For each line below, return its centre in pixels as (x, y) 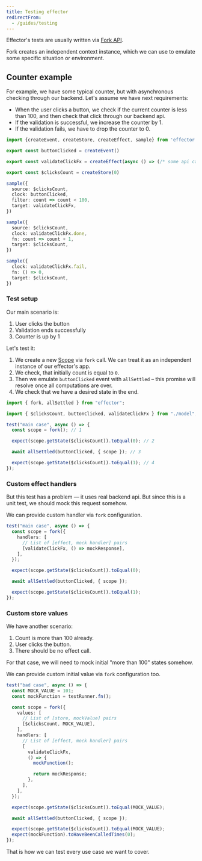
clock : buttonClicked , (40, 194)
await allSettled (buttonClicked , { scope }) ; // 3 (76, 452)
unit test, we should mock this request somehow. (67, 503)
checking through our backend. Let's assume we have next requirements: (97, 98)
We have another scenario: (40, 626)
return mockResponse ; (60, 774)
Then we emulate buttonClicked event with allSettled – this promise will (105, 379)
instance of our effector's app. (53, 366)
